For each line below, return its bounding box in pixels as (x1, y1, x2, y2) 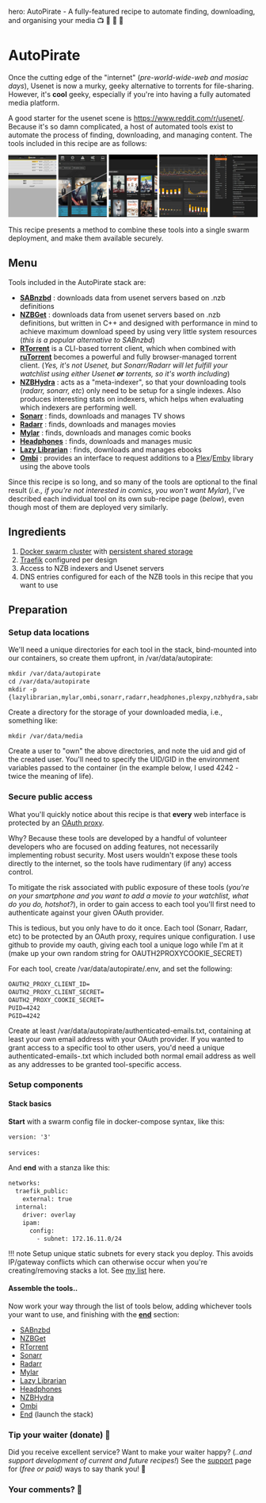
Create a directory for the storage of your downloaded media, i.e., (8, 707, 223, 717)
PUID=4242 (8, 1004, 41, 1012)
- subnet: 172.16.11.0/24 (36, 1235, 123, 1243)
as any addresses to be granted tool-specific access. (8, 1059, 182, 1069)
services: (8, 1149, 41, 1157)
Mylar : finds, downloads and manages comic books (19, 428, 192, 437)
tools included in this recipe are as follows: (8, 138, 148, 148)
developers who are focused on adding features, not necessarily (8, 842, 219, 851)
